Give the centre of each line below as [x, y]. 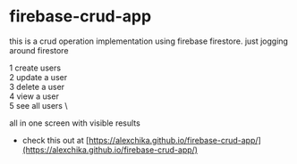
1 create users [35, 68]
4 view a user [34, 96]
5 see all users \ [38, 105]
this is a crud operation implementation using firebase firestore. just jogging [149, 41]
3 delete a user [37, 86]
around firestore [39, 50]
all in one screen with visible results [75, 123]
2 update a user [38, 77]
